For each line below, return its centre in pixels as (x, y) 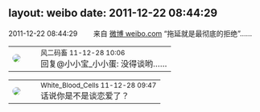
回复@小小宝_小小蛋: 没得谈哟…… (104, 63)
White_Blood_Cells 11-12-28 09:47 (99, 85)
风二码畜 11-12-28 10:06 (83, 52)
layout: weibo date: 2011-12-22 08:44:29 (113, 13)
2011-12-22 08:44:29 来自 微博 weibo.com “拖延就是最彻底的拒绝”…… (130, 33)
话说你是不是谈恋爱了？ (85, 95)
